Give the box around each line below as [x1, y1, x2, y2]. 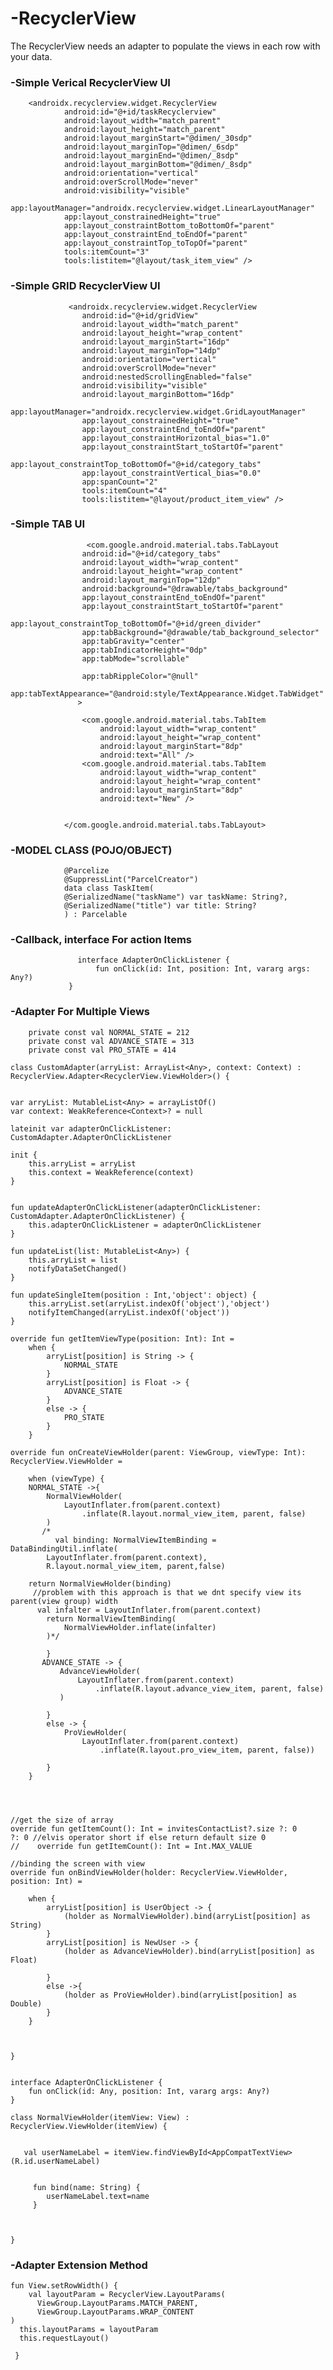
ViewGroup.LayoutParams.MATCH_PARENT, [36, 2298, 199, 2309]
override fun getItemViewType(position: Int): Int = [10, 1333, 235, 1344]
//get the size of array [10, 1815, 114, 1825]
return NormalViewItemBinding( [46, 1613, 177, 1624]
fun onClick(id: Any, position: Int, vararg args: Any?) [28, 2086, 271, 2096]
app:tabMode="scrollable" [81, 653, 190, 664]
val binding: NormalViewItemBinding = [54, 1535, 217, 1545]
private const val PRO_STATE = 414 [28, 1045, 177, 1055]
